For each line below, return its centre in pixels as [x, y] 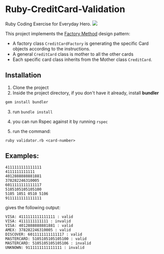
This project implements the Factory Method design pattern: [68, 33]
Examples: [22, 156]
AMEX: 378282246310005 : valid [38, 230]
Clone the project [31, 87]
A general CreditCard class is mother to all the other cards [73, 54]
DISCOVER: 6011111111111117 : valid [44, 235]
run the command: [32, 131]
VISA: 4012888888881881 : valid [39, 226]
